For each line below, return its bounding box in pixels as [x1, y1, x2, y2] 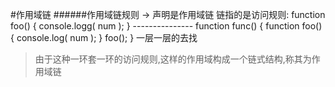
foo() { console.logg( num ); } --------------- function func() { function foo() [10, 20, 323, 32]
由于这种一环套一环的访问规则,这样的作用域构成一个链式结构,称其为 [34, 53, 312, 65]
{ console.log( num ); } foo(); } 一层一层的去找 [10, 32, 198, 43]
